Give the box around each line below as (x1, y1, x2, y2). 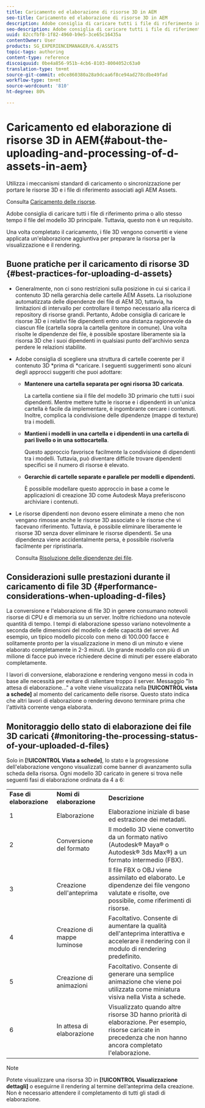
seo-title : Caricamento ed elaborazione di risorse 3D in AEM (6, 15, 168, 21)
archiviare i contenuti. (24, 498, 79, 505)
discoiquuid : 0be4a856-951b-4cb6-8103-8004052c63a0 (6, 60, 140, 66)
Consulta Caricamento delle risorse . (6, 198, 97, 205)
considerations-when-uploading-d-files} (6, 591, 167, 602)
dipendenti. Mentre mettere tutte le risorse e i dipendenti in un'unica (24, 399, 196, 406)
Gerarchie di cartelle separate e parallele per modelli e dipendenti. (24, 473, 196, 481)
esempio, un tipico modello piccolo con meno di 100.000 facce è (6, 633, 169, 640)
